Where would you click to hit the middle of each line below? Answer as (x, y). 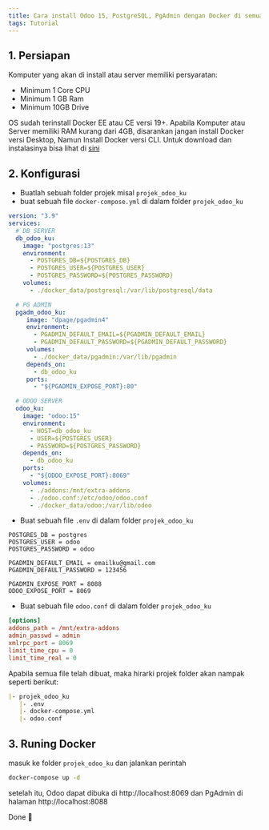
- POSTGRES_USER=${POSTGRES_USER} (87, 268)
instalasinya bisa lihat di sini (54, 148)
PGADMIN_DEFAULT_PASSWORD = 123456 (68, 570)
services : (25, 223)
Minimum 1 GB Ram (52, 99)
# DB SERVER (36, 231)
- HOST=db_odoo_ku (60, 431)
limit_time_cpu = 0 (41, 650)
